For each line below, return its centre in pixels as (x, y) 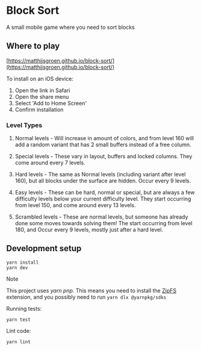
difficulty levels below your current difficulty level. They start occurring (103, 199)
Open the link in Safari (42, 90)
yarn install (23, 262)
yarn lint (19, 342)
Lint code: (19, 331)
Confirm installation (39, 110)
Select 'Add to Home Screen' (51, 103)
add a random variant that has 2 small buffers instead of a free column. (103, 144)
